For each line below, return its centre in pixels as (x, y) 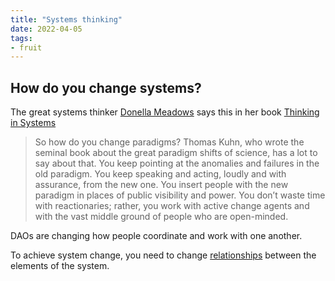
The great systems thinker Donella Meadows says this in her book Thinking (165, 112)
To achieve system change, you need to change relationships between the (163, 255)
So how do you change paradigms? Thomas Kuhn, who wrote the (169, 142)
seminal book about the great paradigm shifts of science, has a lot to (176, 153)
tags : (21, 38)
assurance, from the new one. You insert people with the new (161, 185)
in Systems (33, 123)
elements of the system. (60, 266)
